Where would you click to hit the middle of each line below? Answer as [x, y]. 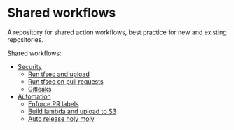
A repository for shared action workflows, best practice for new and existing [117, 32]
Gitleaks [40, 89]
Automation [34, 96]
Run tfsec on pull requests [66, 81]
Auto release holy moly [61, 118]
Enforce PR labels [53, 103]
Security [29, 66]
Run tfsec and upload [58, 74]
